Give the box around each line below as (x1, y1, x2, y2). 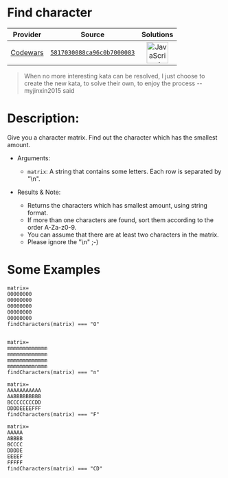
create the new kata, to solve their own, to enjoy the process (23, 79, 196, 87)
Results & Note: (16, 188, 61, 196)
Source (80, 30, 105, 39)
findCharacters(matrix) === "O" (7, 321, 100, 327)
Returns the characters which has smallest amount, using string (27, 201, 208, 209)
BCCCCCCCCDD (7, 399, 41, 406)
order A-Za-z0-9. (27, 223, 77, 231)
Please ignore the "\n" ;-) (27, 237, 99, 246)
